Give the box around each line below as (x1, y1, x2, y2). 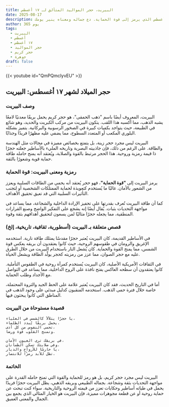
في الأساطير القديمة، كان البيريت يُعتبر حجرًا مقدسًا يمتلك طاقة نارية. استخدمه (6, 235, 150, 241)
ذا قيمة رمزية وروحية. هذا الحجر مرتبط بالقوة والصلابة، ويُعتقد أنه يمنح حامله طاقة (6, 150, 156, 156)
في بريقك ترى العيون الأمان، (6, 338, 65, 343)
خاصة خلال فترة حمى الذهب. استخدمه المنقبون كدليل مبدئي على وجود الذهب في (6, 287, 156, 293)
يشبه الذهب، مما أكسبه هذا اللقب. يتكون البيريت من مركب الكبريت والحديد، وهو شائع (6, 119, 163, 125)
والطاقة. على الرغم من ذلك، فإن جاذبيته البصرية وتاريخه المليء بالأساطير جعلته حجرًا (6, 145, 162, 151)
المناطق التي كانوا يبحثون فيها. (6, 292, 62, 298)
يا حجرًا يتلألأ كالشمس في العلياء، (6, 316, 76, 321)
